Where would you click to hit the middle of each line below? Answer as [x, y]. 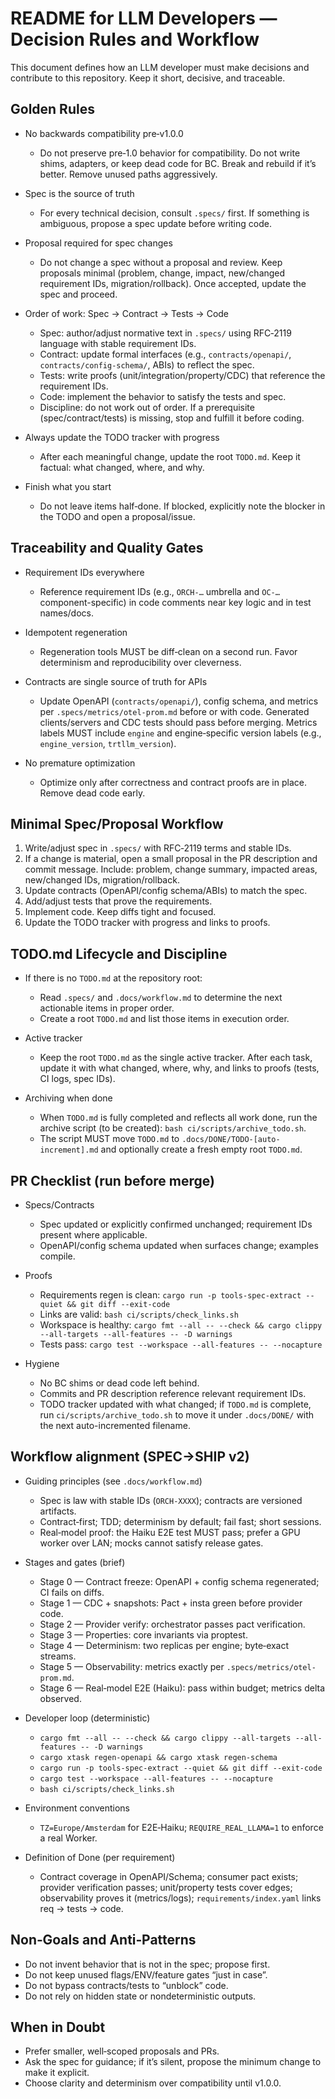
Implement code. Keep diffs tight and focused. [120, 912]
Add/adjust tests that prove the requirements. [118, 901]
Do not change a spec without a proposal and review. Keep [161, 262]
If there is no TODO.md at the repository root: [113, 978]
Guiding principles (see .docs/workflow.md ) [113, 1481]
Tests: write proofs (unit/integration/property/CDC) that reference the [182, 375]
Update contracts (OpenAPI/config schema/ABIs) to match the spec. [166, 891]
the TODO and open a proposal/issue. [117, 516]
